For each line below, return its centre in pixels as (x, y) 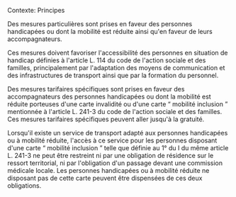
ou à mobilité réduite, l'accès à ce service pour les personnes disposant (112, 140)
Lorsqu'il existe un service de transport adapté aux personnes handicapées (118, 133)
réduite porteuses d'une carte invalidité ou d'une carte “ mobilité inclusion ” (118, 104)
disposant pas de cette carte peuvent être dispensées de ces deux (105, 178)
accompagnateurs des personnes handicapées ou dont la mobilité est (109, 96)
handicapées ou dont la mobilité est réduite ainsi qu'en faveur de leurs (110, 32)
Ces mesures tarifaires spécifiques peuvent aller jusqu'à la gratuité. (106, 119)
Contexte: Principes (36, 10)
